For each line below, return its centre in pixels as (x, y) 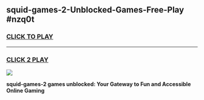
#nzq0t (20, 20)
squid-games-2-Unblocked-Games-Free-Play (95, 10)
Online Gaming (25, 90)
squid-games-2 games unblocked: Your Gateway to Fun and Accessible (99, 84)
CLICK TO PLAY (30, 37)
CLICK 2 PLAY (27, 59)
